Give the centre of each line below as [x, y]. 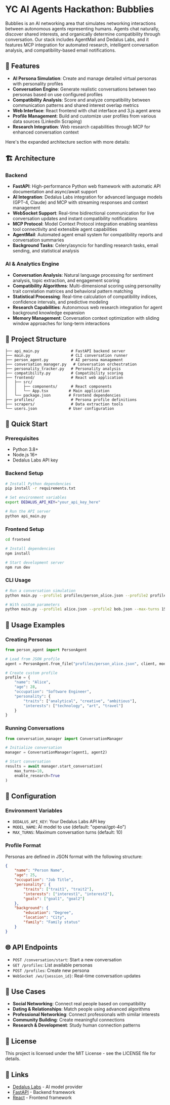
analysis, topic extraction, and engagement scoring [66, 280]
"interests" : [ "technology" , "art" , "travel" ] [73, 706]
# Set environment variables [36, 498]
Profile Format [23, 845]
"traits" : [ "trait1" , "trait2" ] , [59, 889]
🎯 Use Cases [26, 991]
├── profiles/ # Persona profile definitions [71, 400]
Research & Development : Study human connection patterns [76, 1025]
